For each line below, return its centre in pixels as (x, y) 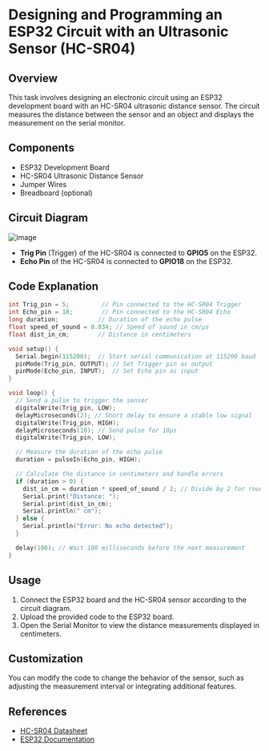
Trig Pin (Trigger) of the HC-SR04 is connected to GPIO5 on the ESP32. (139, 253)
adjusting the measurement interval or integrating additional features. (122, 686)
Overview (33, 78)
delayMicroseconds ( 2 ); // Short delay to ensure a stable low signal (134, 415)
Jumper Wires (43, 184)
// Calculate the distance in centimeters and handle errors (120, 474)
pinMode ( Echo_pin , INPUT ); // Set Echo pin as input (107, 371)
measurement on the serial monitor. (67, 123)
